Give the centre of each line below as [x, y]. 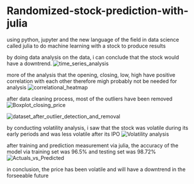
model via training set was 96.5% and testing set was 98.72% [81, 152]
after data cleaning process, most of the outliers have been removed [90, 99]
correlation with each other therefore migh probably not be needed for [92, 81]
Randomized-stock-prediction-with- [98, 11]
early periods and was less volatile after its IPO [63, 134]
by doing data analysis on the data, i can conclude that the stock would [93, 57]
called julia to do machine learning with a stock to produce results [86, 46]
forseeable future [28, 175]
